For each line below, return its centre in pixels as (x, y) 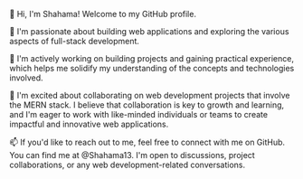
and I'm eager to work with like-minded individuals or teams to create (139, 114)
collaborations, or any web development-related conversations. (128, 165)
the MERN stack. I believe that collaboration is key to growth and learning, (147, 105)
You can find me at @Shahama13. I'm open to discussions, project (132, 155)
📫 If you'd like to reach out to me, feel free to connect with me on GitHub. (147, 142)
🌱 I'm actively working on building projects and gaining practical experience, (151, 58)
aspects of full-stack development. (75, 41)
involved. (26, 78)
